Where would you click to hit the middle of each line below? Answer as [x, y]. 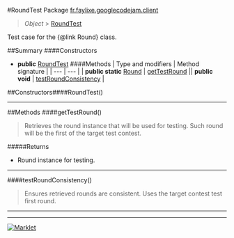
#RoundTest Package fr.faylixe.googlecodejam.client [83, 10]
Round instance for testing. [56, 160]
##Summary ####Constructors [52, 50]
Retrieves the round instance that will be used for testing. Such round [124, 126]
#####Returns [28, 146]
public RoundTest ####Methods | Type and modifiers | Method [108, 64]
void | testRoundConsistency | [61, 79]
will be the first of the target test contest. [83, 133]
